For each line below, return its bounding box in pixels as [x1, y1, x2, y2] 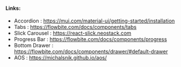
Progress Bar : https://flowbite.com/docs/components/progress [13, 36, 168, 43]
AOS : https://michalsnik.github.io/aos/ [13, 54, 107, 61]
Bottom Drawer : [13, 42, 54, 49]
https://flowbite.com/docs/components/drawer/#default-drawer [13, 48, 168, 55]
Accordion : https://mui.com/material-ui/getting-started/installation [13, 17, 175, 24]
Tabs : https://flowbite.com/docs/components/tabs [13, 24, 137, 31]
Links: [5, 5, 21, 12]
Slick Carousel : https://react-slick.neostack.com [13, 29, 132, 37]
